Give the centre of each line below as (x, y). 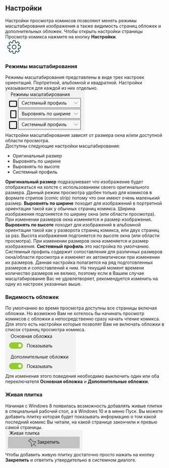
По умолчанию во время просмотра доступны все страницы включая (81, 308)
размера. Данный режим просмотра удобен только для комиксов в (79, 192)
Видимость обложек (32, 297)
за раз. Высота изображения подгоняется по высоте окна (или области (82, 236)
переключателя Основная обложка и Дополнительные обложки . (77, 381)
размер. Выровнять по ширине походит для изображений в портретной (84, 203)
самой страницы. (24, 427)
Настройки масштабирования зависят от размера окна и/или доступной (84, 135)
